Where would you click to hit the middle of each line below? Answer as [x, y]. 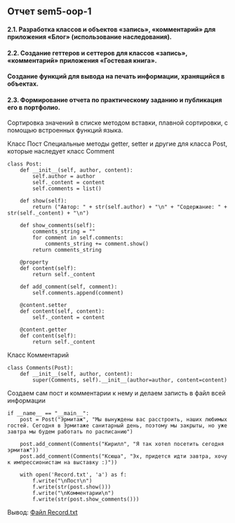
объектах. [23, 84]
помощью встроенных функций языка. [65, 130]
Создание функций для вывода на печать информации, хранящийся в [116, 76]
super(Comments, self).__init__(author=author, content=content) [130, 380]
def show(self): [44, 201]
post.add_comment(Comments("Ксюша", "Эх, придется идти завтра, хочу [124, 456]
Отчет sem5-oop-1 [49, 12]
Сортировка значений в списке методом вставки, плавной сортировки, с [117, 123]
